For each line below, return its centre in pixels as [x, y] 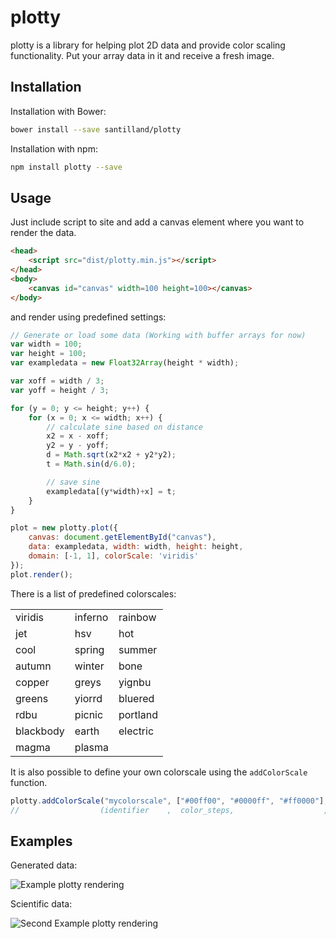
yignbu [135, 682]
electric [136, 731]
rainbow [137, 617]
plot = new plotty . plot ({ [64, 528]
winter [89, 666]
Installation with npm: [54, 148]
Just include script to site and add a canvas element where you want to [157, 222]
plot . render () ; [42, 574]
